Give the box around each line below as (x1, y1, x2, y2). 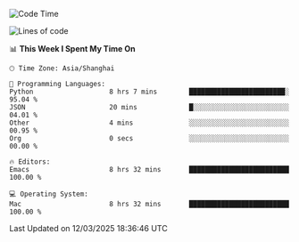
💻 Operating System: (9, 190, 89, 198)
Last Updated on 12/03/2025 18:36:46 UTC (9, 223, 168, 233)
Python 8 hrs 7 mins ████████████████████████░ (9, 87, 290, 96)
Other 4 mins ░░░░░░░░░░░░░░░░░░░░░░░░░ (9, 118, 290, 127)
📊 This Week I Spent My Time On (9, 44, 136, 53)
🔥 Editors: (9, 157, 51, 166)
